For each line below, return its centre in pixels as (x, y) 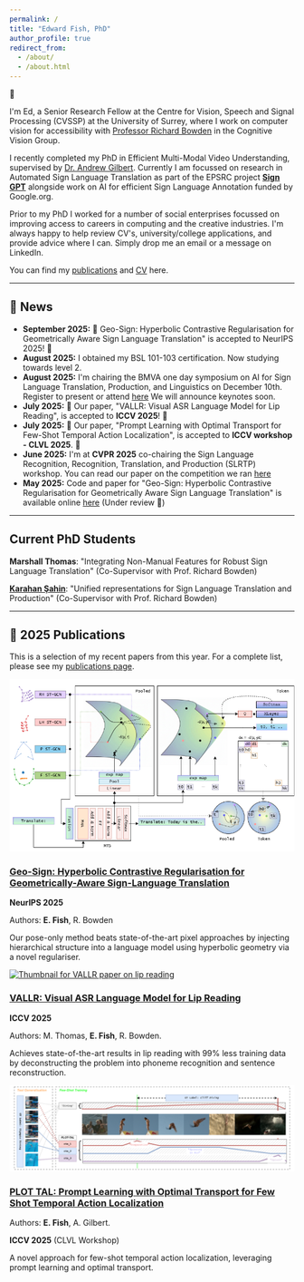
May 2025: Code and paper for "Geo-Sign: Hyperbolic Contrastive (147, 483)
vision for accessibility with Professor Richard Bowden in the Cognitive (141, 131)
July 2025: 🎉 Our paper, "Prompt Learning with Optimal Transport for (152, 425)
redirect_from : (38, 48)
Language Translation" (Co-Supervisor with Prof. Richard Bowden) (133, 570)
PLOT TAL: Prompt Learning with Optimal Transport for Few (142, 1192)
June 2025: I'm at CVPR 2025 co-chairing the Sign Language (138, 454)
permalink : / (34, 19)
